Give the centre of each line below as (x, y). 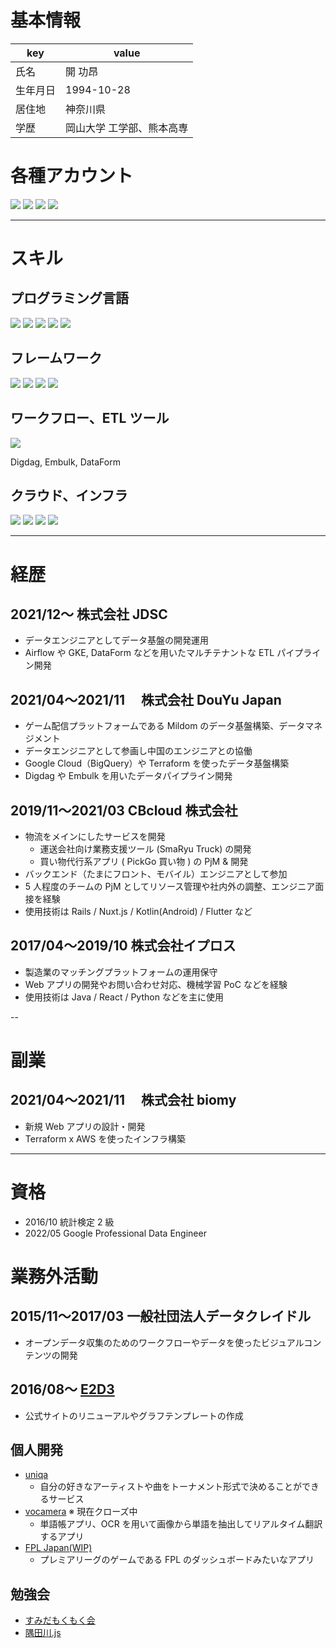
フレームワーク (56, 358)
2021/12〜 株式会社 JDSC (89, 614)
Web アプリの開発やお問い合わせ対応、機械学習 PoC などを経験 (156, 984)
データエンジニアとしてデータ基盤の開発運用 (117, 640)
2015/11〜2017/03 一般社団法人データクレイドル (161, 1316)
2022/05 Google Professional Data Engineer (115, 1233)
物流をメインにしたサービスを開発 (95, 836)
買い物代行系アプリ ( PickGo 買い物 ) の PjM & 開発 (144, 861)
